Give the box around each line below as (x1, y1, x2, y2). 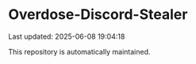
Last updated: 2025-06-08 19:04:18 (8, 32, 125, 41)
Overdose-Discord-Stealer (8, 6, 188, 24)
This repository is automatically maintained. (8, 47, 151, 56)
